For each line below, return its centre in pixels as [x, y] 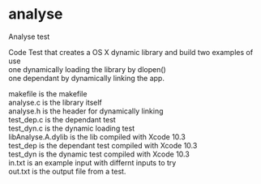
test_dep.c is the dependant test [62, 119]
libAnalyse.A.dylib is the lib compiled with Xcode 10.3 [97, 137]
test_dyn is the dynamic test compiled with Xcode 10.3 [99, 154]
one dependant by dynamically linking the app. [86, 78]
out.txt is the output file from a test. [67, 171]
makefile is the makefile [48, 93]
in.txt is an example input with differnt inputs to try [92, 162]
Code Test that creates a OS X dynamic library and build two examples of [131, 52]
